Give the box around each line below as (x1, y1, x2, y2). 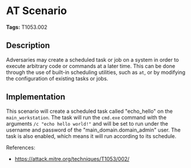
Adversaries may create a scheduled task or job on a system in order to (6, 56, 179, 63)
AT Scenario (6, 4, 68, 18)
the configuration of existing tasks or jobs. (6, 75, 109, 82)
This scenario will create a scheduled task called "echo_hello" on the (6, 107, 173, 115)
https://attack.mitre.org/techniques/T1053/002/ (14, 155, 130, 162)
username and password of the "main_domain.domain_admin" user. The (6, 126, 181, 133)
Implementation (6, 92, 66, 102)
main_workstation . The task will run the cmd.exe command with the (6, 113, 167, 121)
